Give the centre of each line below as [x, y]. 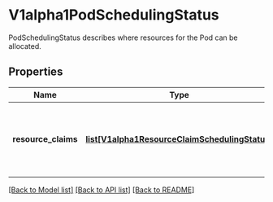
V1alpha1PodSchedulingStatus [114, 15]
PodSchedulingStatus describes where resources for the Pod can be [123, 37]
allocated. [25, 46]
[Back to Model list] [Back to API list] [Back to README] [102, 190]
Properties [36, 72]
